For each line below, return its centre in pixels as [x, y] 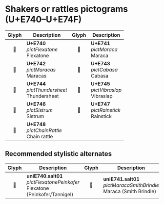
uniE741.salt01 [122, 179]
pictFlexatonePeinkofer [53, 182]
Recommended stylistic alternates [59, 154]
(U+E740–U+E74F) [43, 19]
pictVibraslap [106, 90]
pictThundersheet [47, 90]
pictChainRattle [44, 130]
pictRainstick [106, 110]
